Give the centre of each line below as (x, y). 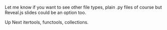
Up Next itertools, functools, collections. (47, 22)
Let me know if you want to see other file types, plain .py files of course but (83, 7)
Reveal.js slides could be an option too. (46, 12)
